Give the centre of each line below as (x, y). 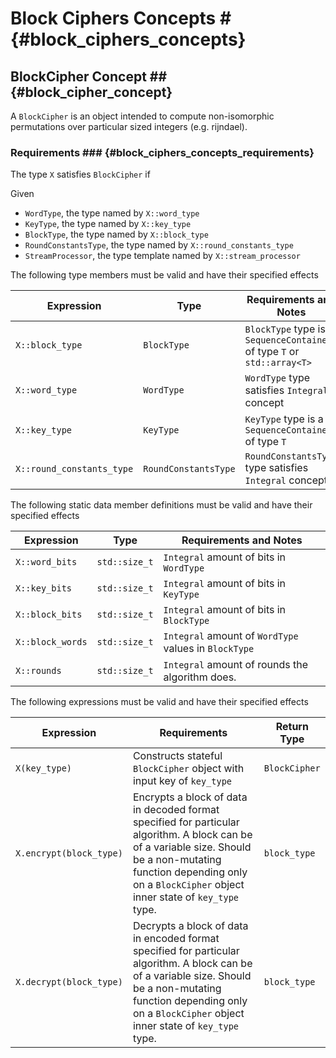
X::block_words (51, 642)
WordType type (277, 378)
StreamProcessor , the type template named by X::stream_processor (162, 256)
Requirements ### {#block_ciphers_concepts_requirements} (162, 152)
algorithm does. (200, 677)
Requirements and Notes (242, 540)
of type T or (272, 352)
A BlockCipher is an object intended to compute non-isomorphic (142, 116)
